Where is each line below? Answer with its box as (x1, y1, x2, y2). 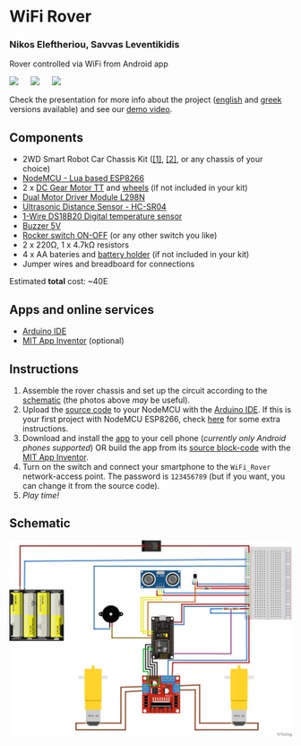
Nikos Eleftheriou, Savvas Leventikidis (9, 39, 180, 51)
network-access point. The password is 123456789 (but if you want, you (21, 471, 286, 481)
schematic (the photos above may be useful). (21, 395, 191, 405)
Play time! (21, 490, 60, 500)
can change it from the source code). (21, 480, 160, 490)
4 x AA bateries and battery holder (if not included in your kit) (21, 249, 250, 260)
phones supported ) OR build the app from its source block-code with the (21, 442, 291, 453)
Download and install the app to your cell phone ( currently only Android (21, 432, 287, 443)
